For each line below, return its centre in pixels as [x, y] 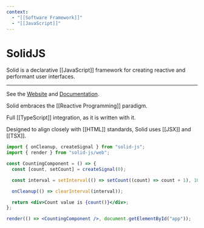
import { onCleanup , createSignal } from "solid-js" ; [76, 147]
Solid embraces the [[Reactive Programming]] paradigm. [77, 106]
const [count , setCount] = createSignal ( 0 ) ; [69, 169]
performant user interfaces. [41, 77]
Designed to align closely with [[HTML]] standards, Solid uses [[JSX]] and [99, 130]
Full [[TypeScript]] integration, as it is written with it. [71, 118]
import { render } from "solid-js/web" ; [58, 153]
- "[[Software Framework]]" [47, 18]
